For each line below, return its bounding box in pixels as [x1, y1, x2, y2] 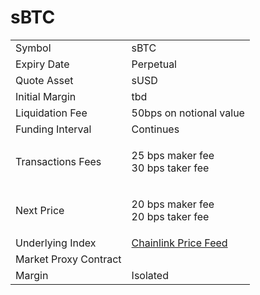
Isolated [131, 268, 169, 282]
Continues [131, 122, 180, 136]
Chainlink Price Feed [131, 236, 228, 250]
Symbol [15, 41, 52, 55]
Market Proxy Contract [15, 252, 122, 266]
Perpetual [131, 57, 177, 71]
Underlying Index [15, 236, 97, 250]
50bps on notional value [131, 106, 245, 120]
